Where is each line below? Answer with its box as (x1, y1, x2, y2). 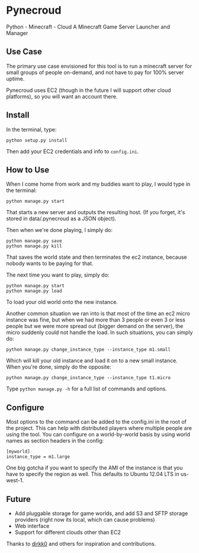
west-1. (6, 477, 24, 484)
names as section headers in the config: (6, 437, 104, 444)
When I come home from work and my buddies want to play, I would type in (6, 180, 191, 187)
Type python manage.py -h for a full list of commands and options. (6, 385, 167, 392)
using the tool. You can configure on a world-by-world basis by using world (6, 431, 191, 438)
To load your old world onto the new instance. (6, 298, 118, 306)
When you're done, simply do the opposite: (6, 363, 111, 371)
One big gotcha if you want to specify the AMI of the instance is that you (6, 464, 183, 472)
